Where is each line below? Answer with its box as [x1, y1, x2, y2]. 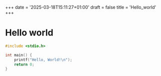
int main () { [5, 52, 32, 57]
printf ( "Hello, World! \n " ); [14, 57, 72, 62]
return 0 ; [14, 62, 35, 67]
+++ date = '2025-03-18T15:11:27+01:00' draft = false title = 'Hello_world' [5, 4, 157, 10]
